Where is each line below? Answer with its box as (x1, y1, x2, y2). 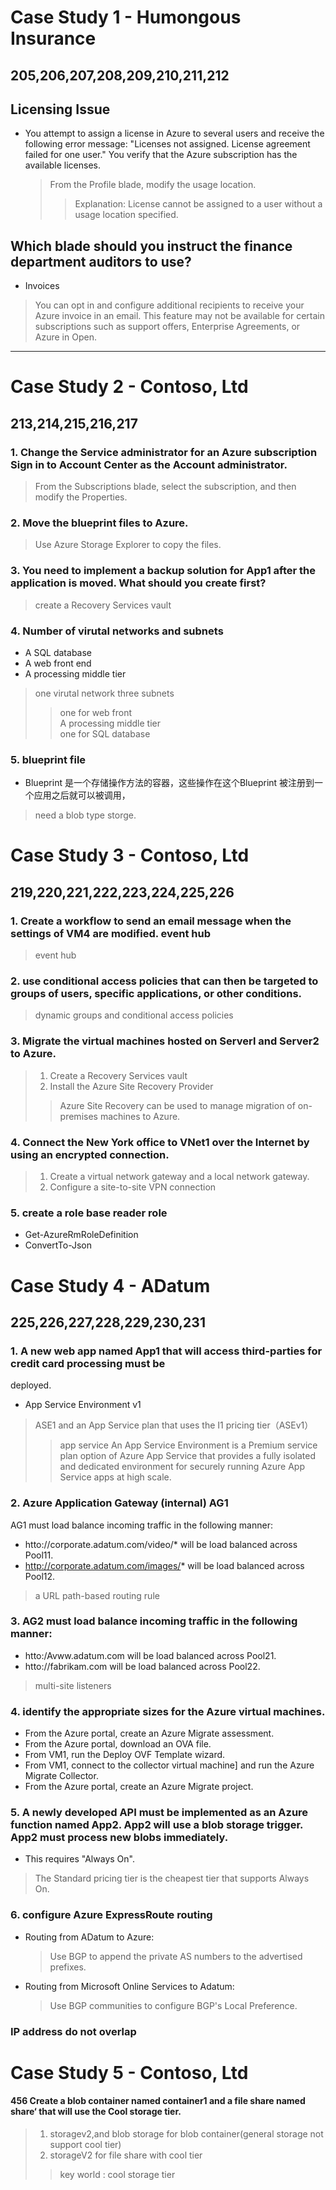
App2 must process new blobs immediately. (10, 1831, 229, 1845)
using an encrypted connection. (10, 1147, 170, 1161)
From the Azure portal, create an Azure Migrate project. (24, 1781, 254, 1793)
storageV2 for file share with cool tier (49, 2149, 203, 2161)
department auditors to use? (10, 253, 192, 270)
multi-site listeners (34, 1679, 112, 1691)
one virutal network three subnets (34, 687, 175, 699)
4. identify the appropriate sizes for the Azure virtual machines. (10, 1704, 326, 1718)
